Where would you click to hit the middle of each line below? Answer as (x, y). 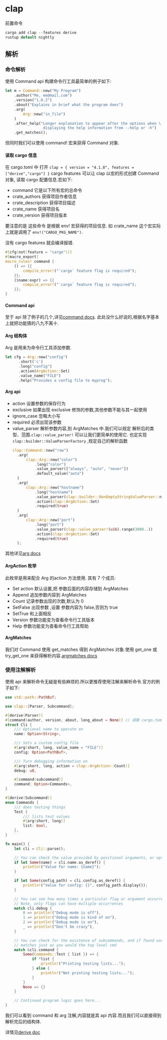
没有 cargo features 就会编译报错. (40, 243)
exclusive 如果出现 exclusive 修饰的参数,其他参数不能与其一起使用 (80, 410)
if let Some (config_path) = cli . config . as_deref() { (70, 881)
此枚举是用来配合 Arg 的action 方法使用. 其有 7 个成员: (60, 578)
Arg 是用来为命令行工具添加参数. (39, 348)
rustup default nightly (30, 37)
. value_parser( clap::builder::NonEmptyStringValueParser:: (97, 497)
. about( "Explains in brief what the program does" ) (69, 105)
